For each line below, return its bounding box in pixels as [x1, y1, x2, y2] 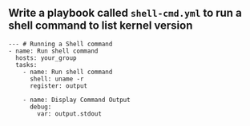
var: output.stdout [37, 109, 103, 118]
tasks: [15, 61, 38, 69]
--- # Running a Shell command [8, 40, 113, 48]
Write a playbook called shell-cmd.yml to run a [8, 6, 242, 20]
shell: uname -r [29, 75, 84, 83]
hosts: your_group [15, 53, 78, 62]
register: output [29, 81, 88, 90]
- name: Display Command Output [22, 96, 131, 104]
